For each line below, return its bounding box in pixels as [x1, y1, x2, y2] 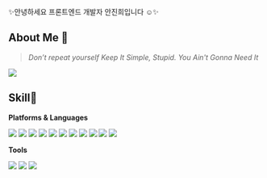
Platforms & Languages [8, 112, 89, 122]
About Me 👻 [8, 31, 69, 44]
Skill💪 [8, 91, 38, 105]
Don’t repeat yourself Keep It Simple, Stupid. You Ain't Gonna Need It [27, 52, 259, 62]
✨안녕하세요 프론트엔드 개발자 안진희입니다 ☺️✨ [8, 7, 159, 16]
